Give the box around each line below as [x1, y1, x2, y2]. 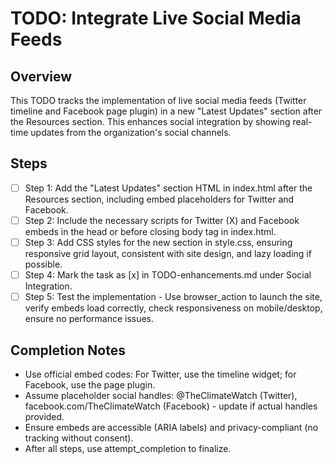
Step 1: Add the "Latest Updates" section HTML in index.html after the [24, 182, 313, 194]
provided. [24, 410, 65, 422]
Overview [10, 68, 73, 85]
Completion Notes [10, 342, 126, 359]
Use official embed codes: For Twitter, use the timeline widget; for [24, 368, 297, 380]
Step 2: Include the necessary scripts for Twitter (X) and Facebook [24, 214, 300, 226]
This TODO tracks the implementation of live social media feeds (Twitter [10, 95, 307, 106]
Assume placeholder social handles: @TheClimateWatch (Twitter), [24, 389, 298, 401]
